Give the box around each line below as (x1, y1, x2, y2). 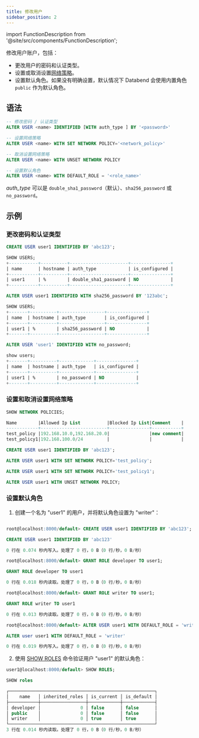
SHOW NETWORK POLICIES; (6, 409, 65, 415)
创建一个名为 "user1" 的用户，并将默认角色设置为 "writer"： (14, 509, 160, 516)
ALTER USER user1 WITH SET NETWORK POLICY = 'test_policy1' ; (6, 468, 155, 474)
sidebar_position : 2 (6, 14, 57, 20)
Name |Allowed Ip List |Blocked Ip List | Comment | (6, 420, 184, 426)
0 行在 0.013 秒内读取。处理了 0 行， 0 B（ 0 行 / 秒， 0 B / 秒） (6, 611, 144, 617)
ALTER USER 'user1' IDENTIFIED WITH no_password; (6, 342, 131, 348)
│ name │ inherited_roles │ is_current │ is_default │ (6, 694, 158, 699)
